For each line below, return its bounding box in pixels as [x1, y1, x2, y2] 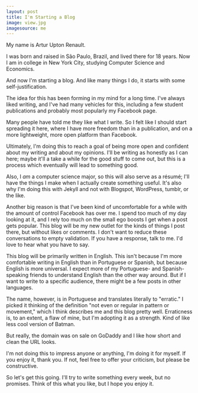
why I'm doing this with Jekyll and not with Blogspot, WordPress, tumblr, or [6, 186, 189, 193]
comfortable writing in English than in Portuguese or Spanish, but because [6, 259, 187, 266]
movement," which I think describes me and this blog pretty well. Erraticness [6, 308, 193, 315]
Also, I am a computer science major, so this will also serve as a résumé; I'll [6, 173, 190, 181]
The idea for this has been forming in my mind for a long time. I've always [6, 95, 185, 102]
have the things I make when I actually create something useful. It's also [6, 179, 182, 186]
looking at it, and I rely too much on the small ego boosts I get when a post [6, 216, 188, 223]
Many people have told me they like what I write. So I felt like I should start [6, 119, 187, 126]
